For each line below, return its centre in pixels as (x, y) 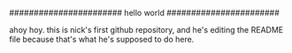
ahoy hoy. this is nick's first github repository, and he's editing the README (146, 30)
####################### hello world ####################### (145, 13)
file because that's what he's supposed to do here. (102, 39)
